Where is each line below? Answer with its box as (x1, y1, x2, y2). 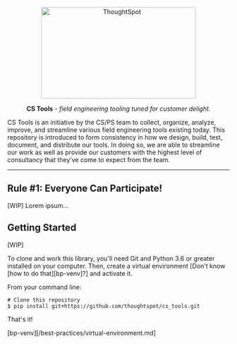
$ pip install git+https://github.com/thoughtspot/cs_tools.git (7, 302, 200, 309)
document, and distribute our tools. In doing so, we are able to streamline (7, 141, 220, 149)
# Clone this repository (7, 296, 80, 303)
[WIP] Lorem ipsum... (7, 201, 69, 209)
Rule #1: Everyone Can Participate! (7, 183, 163, 195)
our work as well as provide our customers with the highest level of (7, 148, 202, 156)
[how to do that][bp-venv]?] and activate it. (7, 269, 133, 278)
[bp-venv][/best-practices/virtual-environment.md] (7, 328, 157, 337)
